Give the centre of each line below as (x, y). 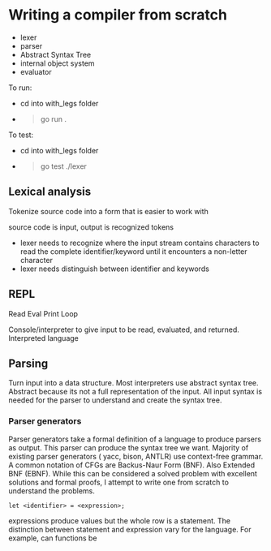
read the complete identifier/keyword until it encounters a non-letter (133, 251)
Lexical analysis (50, 192)
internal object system (57, 63)
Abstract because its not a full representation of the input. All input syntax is (135, 392)
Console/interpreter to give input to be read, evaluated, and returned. (124, 329)
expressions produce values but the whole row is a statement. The (120, 520)
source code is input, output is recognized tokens (91, 227)
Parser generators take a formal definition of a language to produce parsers (135, 439)
